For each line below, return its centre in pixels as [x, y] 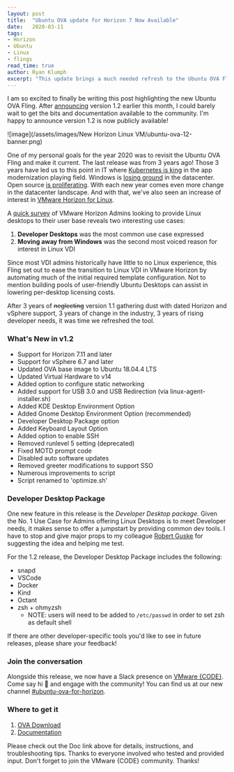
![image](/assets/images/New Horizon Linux [70, 134]
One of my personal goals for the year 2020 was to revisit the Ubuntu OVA [114, 155]
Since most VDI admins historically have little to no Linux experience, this [112, 263]
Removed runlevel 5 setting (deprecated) [76, 443]
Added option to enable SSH [58, 436]
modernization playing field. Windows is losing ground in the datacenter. [111, 177]
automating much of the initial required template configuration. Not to [107, 277]
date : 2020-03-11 [36, 27]
